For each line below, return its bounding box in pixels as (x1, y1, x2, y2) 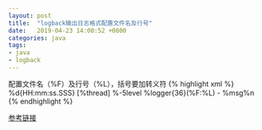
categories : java (8, 33, 66, 42)
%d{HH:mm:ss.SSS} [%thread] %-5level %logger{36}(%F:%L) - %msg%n (8, 88, 255, 97)
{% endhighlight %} (8, 97, 73, 106)
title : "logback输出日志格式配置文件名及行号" (8, 19, 153, 27)
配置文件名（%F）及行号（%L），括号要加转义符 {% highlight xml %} (8, 79, 234, 89)
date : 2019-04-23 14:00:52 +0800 (8, 26, 127, 34)
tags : (8, 41, 26, 49)
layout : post (8, 11, 52, 20)
